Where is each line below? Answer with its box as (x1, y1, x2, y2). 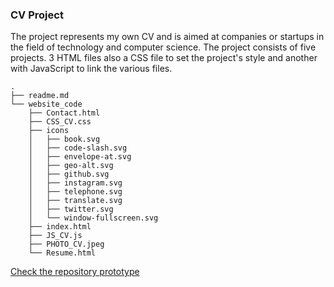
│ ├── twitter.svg (28, 204, 114, 215)
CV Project (10, 8, 64, 22)
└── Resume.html (28, 248, 97, 258)
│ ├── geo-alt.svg (28, 161, 114, 171)
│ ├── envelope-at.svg (28, 152, 132, 162)
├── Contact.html (28, 108, 101, 118)
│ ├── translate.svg (28, 196, 123, 206)
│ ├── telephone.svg (28, 187, 123, 197)
